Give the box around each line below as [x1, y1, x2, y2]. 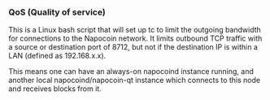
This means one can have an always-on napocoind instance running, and [8, 67, 255, 76]
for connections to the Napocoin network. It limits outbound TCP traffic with [8, 33, 263, 43]
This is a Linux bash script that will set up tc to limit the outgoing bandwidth [8, 25, 262, 35]
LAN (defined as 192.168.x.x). [8, 51, 107, 61]
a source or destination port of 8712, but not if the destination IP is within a [8, 42, 259, 52]
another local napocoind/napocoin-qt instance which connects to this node [8, 76, 261, 85]
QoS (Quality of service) [8, 7, 106, 18]
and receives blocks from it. [8, 84, 102, 93]
